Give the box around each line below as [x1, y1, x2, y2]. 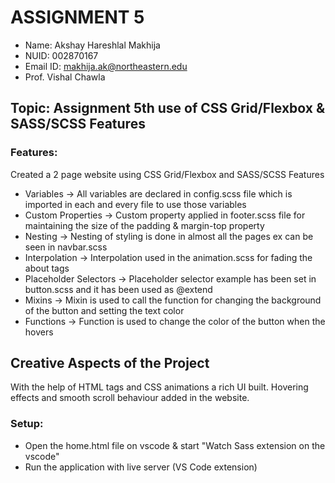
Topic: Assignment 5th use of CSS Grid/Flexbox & [10, 100, 326, 117]
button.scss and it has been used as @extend [24, 283, 213, 295]
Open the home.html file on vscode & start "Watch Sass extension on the [24, 439, 326, 451]
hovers [24, 326, 54, 338]
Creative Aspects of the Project [10, 355, 210, 372]
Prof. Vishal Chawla [24, 71, 106, 83]
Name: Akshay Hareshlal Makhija [24, 39, 161, 51]
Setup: [10, 417, 44, 431]
